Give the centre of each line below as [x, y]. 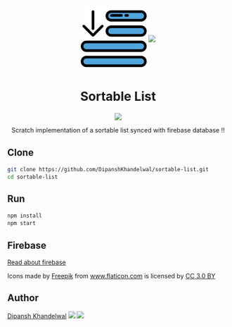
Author [23, 298]
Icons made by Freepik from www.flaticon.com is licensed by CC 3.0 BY [111, 276]
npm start [22, 223]
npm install [25, 216]
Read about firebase [37, 262]
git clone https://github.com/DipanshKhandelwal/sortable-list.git [108, 169]
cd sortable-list [33, 177]
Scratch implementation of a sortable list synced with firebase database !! [118, 130]
